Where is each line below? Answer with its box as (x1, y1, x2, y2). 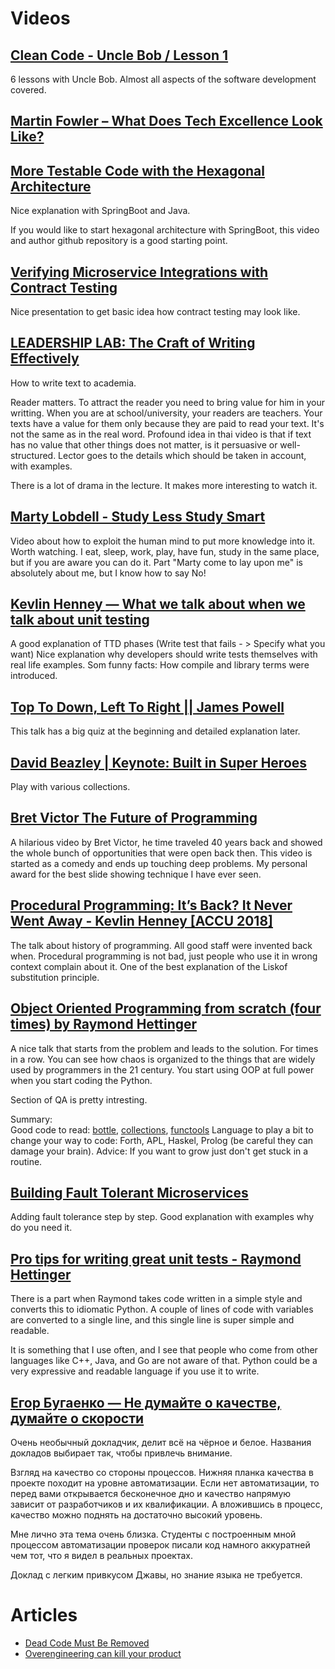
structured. (10, 449, 57, 461)
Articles (10, 1604, 78, 1627)
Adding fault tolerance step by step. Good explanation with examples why (10, 1211, 315, 1223)
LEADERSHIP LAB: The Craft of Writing (10, 335, 256, 352)
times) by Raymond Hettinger (10, 1016, 198, 1033)
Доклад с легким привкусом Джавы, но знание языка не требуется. (10, 1568, 303, 1581)
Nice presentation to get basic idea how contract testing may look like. (10, 306, 301, 318)
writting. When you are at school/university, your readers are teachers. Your (10, 407, 323, 419)
